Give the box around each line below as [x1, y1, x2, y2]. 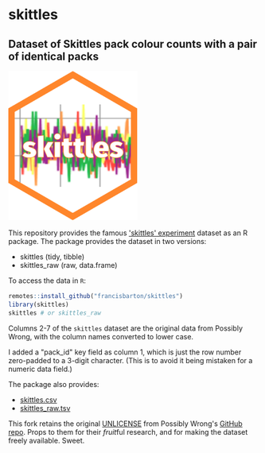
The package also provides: [8, 379, 99, 389]
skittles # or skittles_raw [8, 308, 102, 317]
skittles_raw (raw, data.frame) [19, 261, 118, 269]
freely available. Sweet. [8, 436, 85, 445]
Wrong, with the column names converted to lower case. [8, 331, 193, 341]
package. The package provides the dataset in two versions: [8, 237, 207, 246]
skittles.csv [19, 395, 57, 405]
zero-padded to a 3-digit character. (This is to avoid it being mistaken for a [8, 355, 253, 365]
